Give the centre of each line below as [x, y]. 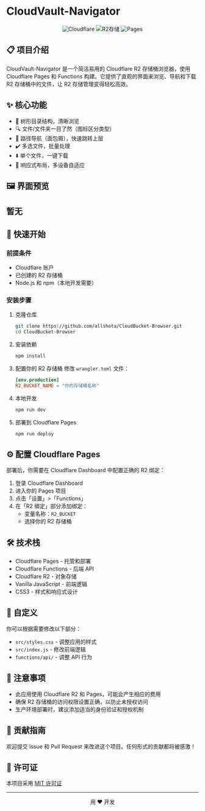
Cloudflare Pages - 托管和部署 [53, 561]
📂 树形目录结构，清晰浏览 [47, 121]
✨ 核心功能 [27, 105]
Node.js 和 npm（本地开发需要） [56, 283]
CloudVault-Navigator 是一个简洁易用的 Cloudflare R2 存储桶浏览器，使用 [99, 69]
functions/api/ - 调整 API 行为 [54, 657]
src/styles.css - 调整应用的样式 [56, 642]
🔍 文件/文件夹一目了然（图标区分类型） [65, 128]
